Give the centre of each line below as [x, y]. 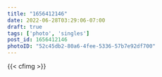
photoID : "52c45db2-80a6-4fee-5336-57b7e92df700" [82, 46]
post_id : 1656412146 [38, 40]
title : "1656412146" [38, 14]
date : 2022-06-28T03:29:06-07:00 [56, 20]
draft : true [25, 27]
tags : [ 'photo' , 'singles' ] [49, 33]
